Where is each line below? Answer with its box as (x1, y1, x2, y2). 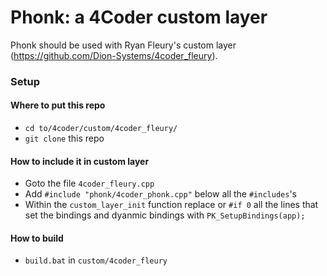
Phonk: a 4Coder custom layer (10, 6, 268, 29)
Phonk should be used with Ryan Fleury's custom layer (10, 39, 237, 51)
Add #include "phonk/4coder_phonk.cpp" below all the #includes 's (24, 188, 297, 200)
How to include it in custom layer (10, 155, 150, 167)
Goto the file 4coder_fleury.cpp (24, 177, 155, 190)
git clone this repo (24, 132, 105, 145)
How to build (10, 232, 64, 244)
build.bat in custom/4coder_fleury (24, 254, 168, 266)
